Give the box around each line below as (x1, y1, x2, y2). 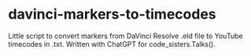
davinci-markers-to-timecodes (8, 5, 216, 23)
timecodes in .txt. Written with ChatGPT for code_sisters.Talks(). (8, 39, 216, 48)
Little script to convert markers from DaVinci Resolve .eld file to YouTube (8, 31, 243, 40)
